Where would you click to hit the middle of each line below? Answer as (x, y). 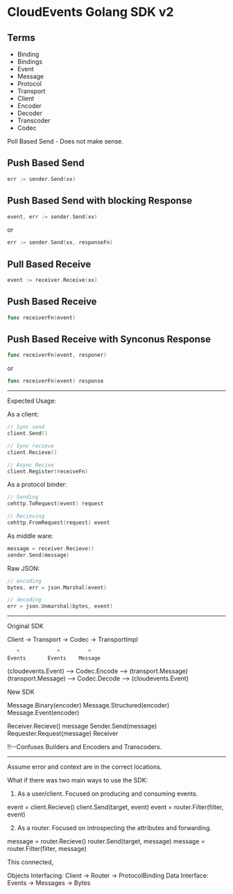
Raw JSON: (24, 568)
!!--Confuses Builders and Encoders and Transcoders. (85, 747)
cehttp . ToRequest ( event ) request (55, 504)
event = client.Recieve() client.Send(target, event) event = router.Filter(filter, (115, 807)
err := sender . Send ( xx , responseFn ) (60, 243)
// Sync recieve (31, 446)
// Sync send (26, 427)
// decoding (24, 600)
